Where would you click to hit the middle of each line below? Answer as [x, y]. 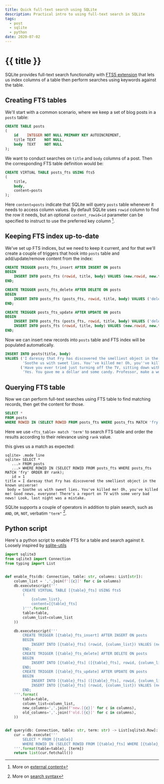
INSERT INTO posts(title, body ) [38, 354]
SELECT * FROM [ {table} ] [48, 739]
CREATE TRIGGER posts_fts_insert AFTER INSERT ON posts [63, 267]
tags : [10, 19]
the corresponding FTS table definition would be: [54, 163]
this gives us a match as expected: [40, 446]
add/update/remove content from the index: [49, 258]
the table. [15, 85]
